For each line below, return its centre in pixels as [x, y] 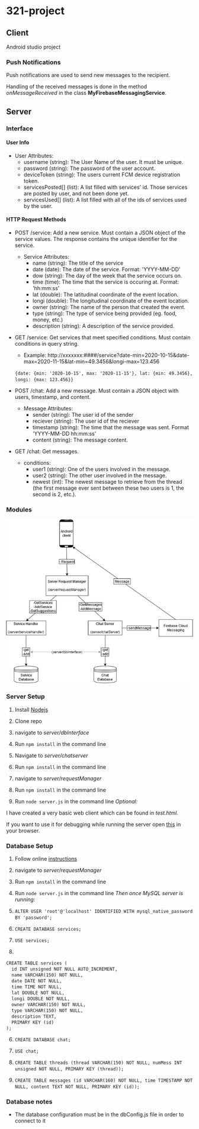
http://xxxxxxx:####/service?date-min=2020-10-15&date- [118, 355]
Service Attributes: [46, 257]
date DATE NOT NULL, [37, 981]
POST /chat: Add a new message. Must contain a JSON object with [97, 391]
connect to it [30, 1121]
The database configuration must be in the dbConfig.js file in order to [99, 1115]
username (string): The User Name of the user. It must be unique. [103, 162]
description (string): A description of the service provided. [103, 326]
